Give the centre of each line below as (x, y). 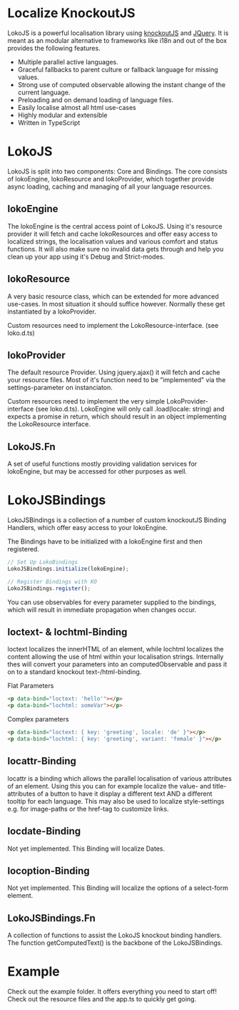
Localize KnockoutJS (71, 13)
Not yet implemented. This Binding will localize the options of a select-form (118, 888)
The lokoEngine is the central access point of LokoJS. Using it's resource (115, 226)
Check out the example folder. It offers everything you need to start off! (112, 991)
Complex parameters (38, 719)
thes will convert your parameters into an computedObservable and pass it (117, 664)
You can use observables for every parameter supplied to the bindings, (112, 602)
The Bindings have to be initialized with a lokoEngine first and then (105, 541)
